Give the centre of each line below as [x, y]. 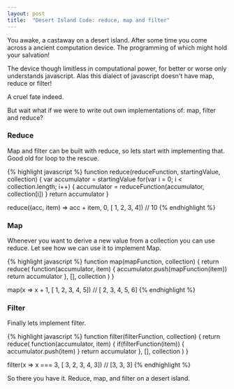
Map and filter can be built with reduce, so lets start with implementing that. [116, 151]
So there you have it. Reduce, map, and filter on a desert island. [99, 379]
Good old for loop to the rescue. [53, 158]
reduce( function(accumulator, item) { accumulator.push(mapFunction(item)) [117, 269]
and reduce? [25, 117]
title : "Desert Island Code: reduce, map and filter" [89, 20]
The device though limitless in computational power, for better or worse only [117, 68]
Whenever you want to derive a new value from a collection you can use [111, 241]
